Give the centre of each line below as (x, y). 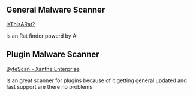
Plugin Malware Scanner (53, 55)
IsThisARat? (21, 24)
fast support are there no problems (49, 86)
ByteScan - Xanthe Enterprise (43, 69)
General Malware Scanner (56, 10)
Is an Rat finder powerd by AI (42, 36)
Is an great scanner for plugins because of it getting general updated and (96, 80)
